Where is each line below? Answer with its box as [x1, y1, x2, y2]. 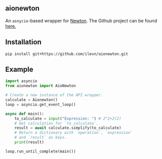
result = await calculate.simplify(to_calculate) [14, 125, 122, 130]
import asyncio [5, 78, 38, 84]
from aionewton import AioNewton [5, 84, 76, 89]
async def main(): [5, 111, 44, 116]
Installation [5, 38, 42, 46]
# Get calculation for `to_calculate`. [14, 121, 99, 126]
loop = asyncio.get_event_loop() [5, 102, 76, 107]
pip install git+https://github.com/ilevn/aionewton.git [5, 51, 128, 57]
